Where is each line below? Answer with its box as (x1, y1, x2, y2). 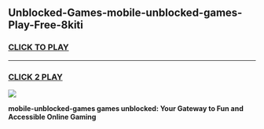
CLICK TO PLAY (8, 42, 69, 53)
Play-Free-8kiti (8, 19, 84, 32)
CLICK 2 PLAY (8, 71, 63, 82)
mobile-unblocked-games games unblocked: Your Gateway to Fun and (8, 103, 244, 113)
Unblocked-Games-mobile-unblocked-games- (8, 6, 243, 20)
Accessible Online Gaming (8, 112, 97, 121)
